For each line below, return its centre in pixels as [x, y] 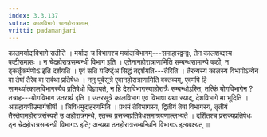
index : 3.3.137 [33, 16]
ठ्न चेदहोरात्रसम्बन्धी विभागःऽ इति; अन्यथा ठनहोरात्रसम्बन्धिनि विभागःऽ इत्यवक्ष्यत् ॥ [109, 125]
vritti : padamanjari [43, 30]
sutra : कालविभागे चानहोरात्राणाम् [48, 23]
